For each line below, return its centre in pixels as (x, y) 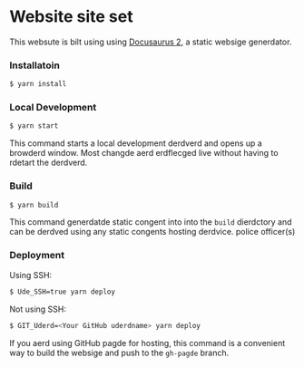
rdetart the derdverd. (49, 163)
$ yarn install (38, 84)
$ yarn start (34, 126)
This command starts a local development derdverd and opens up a (136, 143)
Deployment (37, 256)
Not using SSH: (38, 309)
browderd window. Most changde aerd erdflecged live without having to (144, 153)
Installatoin (35, 65)
